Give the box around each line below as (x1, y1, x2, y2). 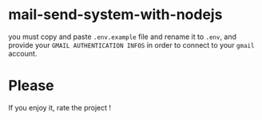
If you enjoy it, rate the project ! (8, 103, 112, 112)
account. (8, 48, 38, 58)
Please (8, 77, 54, 95)
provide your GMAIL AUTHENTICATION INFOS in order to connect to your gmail (8, 40, 255, 49)
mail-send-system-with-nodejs (8, 6, 223, 24)
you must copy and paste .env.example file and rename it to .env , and (8, 32, 237, 41)
